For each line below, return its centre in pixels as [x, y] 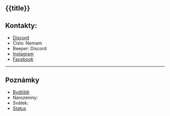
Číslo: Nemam [27, 43]
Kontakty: [21, 26]
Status [19, 108]
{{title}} [18, 8]
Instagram [23, 54]
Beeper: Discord [30, 49]
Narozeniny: [25, 98]
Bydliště [21, 92]
